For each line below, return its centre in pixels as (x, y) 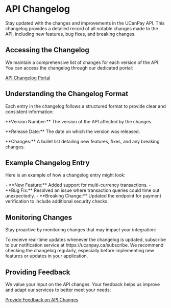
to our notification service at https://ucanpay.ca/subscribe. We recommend (84, 245)
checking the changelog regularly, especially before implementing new (80, 251)
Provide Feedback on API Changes (42, 300)
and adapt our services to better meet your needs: (58, 290)
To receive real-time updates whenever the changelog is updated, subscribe (86, 240)
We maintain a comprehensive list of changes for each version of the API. (82, 62)
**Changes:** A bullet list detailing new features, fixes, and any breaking (82, 141)
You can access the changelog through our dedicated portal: (69, 68)
